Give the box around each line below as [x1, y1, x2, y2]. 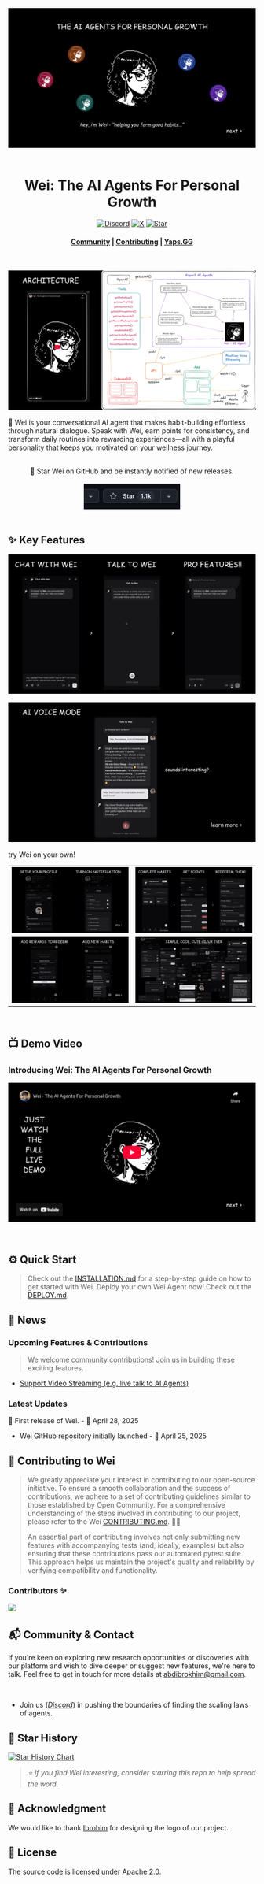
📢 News [8, 1313, 46, 1326]
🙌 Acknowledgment [8, 1802, 107, 1815]
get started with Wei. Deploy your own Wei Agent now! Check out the [27, 1282, 252, 1292]
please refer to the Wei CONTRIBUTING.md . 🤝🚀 [27, 1517, 181, 1526]
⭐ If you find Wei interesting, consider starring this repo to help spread [27, 1767, 256, 1777]
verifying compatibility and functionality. [27, 1566, 158, 1574]
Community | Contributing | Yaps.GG [70, 237, 194, 247]
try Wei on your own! [8, 850, 76, 859]
